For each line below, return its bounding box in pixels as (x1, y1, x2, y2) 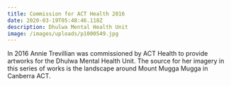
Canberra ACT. (7, 72, 51, 80)
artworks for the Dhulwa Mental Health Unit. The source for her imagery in (7, 57, 225, 66)
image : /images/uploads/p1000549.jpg (7, 30, 119, 37)
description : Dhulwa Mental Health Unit (7, 23, 129, 30)
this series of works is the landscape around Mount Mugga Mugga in (7, 64, 208, 73)
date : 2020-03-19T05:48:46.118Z (7, 17, 103, 24)
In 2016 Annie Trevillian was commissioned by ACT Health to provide (7, 49, 208, 58)
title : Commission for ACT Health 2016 (7, 10, 125, 18)
